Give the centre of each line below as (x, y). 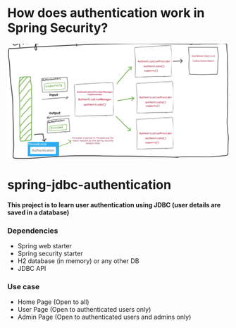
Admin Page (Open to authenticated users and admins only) (104, 317)
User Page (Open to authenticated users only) (84, 310)
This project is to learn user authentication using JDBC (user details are (114, 205)
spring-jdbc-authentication (89, 184)
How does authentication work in (106, 13)
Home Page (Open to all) (53, 302)
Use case (24, 286)
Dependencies (33, 231)
